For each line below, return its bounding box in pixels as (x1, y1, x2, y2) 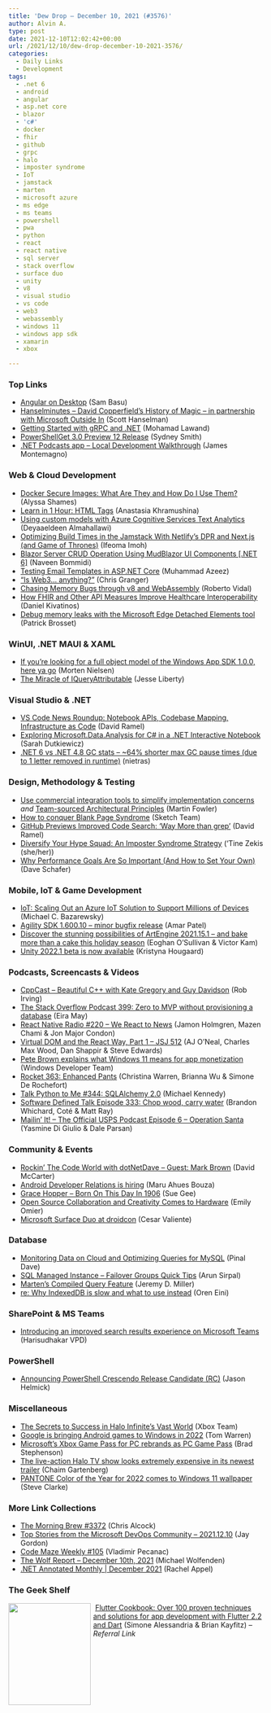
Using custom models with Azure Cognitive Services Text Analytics (19, 514, 245, 524)
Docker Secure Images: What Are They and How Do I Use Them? (19, 488, 238, 497)
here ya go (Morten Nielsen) (19, 665, 115, 676)
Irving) (19, 994, 43, 1004)
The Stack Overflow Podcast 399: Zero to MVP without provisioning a (19, 1002, 253, 1012)
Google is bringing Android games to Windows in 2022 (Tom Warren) (19, 1430, 252, 1439)
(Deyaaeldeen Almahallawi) (19, 523, 112, 532)
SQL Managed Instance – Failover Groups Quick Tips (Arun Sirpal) (19, 1270, 241, 1280)
